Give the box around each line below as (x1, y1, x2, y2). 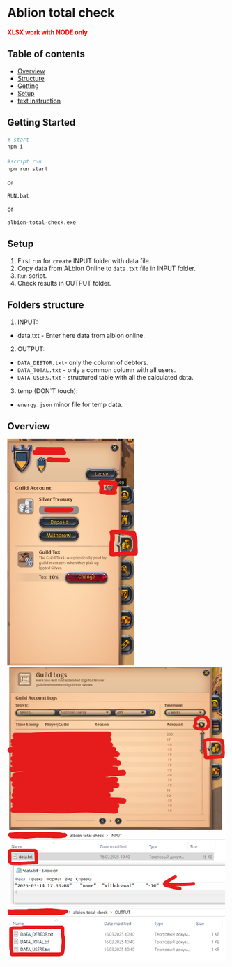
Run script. (17, 271, 47, 280)
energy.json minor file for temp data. (17, 400, 123, 408)
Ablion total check (7, 5, 115, 21)
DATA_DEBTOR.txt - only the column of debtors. (17, 358, 148, 367)
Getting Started (7, 117, 76, 128)
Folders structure (7, 299, 85, 311)
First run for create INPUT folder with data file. (17, 256, 151, 265)
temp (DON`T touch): (17, 386, 78, 395)
